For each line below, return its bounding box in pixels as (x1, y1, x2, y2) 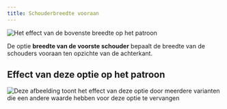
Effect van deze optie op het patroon (7, 69, 165, 80)
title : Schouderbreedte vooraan (7, 10, 99, 17)
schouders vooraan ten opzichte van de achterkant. (7, 49, 152, 57)
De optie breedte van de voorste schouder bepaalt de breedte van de (7, 42, 205, 50)
